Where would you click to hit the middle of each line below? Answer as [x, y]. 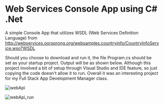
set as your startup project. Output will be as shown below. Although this [78, 63]
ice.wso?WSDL [20, 48]
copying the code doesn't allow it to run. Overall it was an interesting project [82, 73]
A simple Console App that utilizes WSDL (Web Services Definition [72, 33]
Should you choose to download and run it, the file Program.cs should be [79, 57]
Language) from [21, 38]
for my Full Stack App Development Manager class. [57, 78]
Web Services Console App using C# [81, 9]
